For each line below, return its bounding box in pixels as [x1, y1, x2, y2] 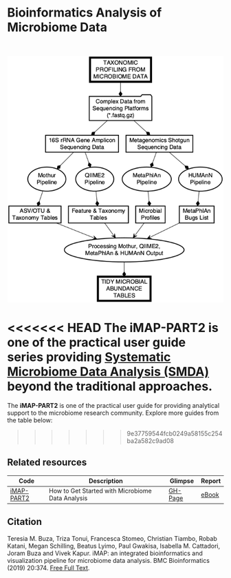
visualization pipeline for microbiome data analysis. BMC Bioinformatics [7, 556, 210, 564]
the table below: [7, 415, 53, 424]
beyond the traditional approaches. [7, 378, 213, 394]
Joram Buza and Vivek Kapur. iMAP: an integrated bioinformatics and [7, 549, 203, 557]
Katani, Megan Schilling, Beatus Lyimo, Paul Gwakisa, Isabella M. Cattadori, [7, 541, 221, 550]
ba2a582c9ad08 [126, 436, 174, 445]
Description [88, 477, 124, 485]
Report [201, 477, 221, 485]
